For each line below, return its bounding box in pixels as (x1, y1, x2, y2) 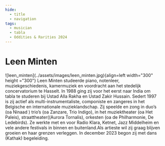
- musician (9, 26, 32, 31)
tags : (5, 21, 16, 26)
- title (9, 12, 26, 17)
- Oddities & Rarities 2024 (9, 35, 68, 40)
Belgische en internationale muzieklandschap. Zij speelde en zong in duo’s (5, 104, 157, 109)
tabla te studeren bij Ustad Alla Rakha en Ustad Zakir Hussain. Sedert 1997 (5, 93, 157, 99)
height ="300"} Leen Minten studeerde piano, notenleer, (5, 77, 120, 83)
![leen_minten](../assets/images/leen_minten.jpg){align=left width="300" (5, 72, 153, 78)
